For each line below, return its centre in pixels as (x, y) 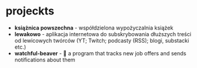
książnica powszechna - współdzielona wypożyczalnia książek (94, 28)
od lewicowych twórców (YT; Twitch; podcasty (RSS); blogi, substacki (102, 40)
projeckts (30, 11)
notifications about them (45, 60)
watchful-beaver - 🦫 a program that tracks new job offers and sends (100, 53)
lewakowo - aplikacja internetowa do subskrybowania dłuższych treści (103, 34)
